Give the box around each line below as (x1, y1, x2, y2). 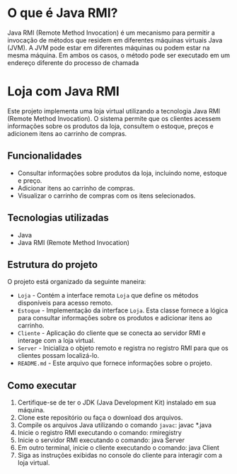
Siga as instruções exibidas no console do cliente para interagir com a (17, 451, 223, 460)
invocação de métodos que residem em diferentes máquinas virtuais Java (7, 35, 223, 44)
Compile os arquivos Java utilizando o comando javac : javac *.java (17, 421, 212, 429)
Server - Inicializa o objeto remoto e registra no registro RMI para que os (17, 344, 229, 352)
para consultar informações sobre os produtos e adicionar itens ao (17, 314, 212, 322)
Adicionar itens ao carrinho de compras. (17, 184, 135, 192)
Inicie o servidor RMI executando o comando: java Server (17, 436, 185, 444)
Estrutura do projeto (7, 259, 98, 271)
